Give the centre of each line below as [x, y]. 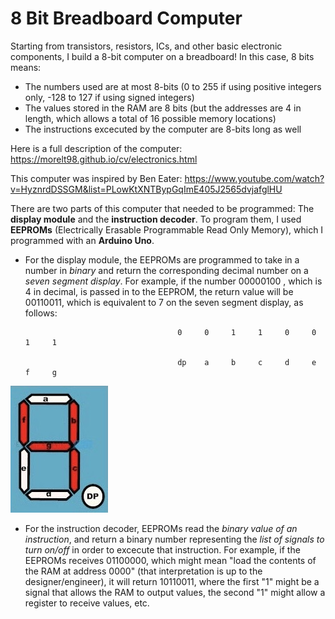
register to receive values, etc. [87, 603]
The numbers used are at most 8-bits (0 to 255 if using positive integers [173, 86]
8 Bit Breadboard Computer [126, 18]
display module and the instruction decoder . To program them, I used [156, 219]
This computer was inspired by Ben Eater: [96, 178]
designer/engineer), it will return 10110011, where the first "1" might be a [172, 581]
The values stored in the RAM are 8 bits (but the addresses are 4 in [163, 108]
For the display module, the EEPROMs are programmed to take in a [162, 259]
